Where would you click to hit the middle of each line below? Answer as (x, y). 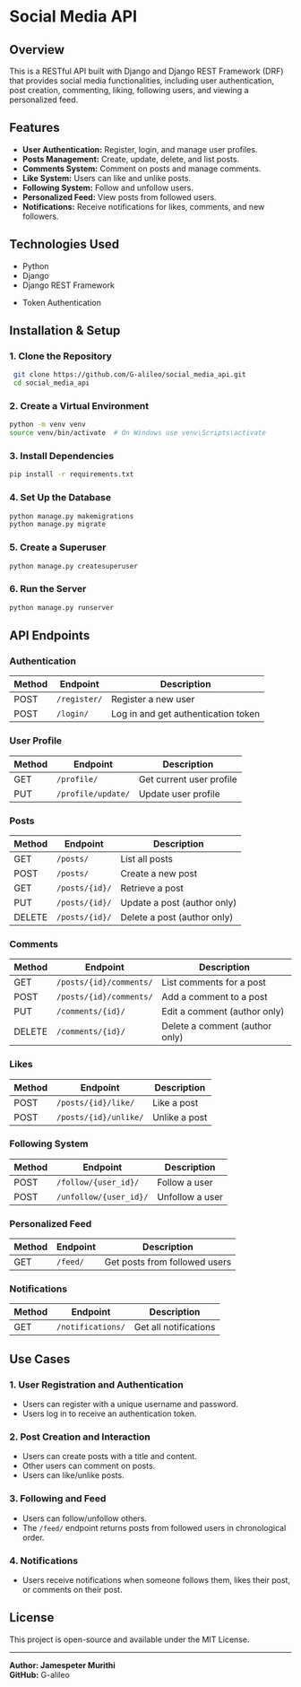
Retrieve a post (152, 888)
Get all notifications (175, 1327)
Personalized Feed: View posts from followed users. (119, 197)
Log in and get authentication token (186, 714)
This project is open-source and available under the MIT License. (129, 1639)
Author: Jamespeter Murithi (63, 1665)
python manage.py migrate (57, 525)
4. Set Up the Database (60, 498)
